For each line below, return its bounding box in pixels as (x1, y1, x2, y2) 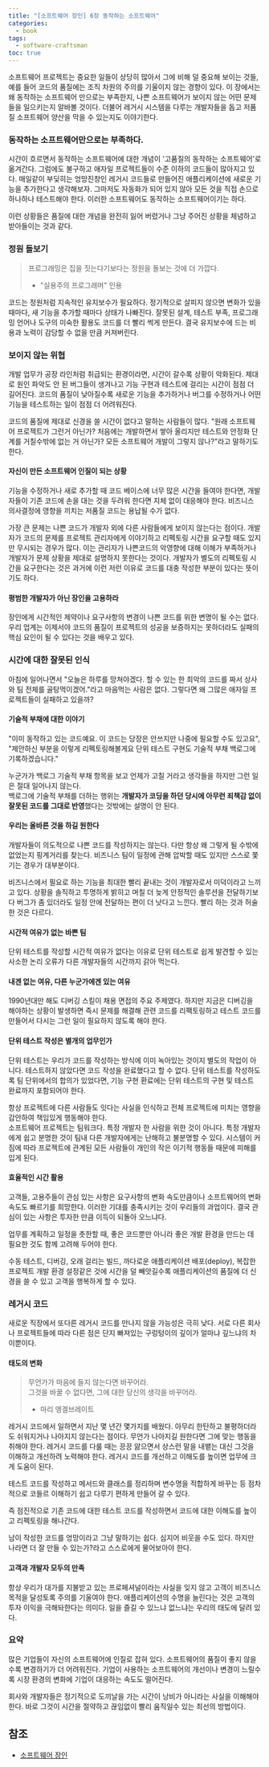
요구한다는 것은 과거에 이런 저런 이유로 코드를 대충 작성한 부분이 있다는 (22, 563, 244, 573)
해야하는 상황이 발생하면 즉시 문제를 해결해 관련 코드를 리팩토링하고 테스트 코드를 (8, 1006, 262, 1016)
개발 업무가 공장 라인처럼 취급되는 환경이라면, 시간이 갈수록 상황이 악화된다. (8, 369, 244, 378)
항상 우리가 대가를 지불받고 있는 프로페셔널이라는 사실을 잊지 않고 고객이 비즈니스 (8, 1582, 262, 1592)
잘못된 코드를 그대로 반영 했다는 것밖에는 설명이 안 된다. (8, 801, 179, 810)
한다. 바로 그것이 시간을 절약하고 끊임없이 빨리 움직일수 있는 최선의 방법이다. (8, 1701, 247, 1711)
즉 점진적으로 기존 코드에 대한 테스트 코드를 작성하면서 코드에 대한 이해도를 (8, 1506, 243, 1516)
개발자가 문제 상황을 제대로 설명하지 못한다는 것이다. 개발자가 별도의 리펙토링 (8, 553, 249, 563)
